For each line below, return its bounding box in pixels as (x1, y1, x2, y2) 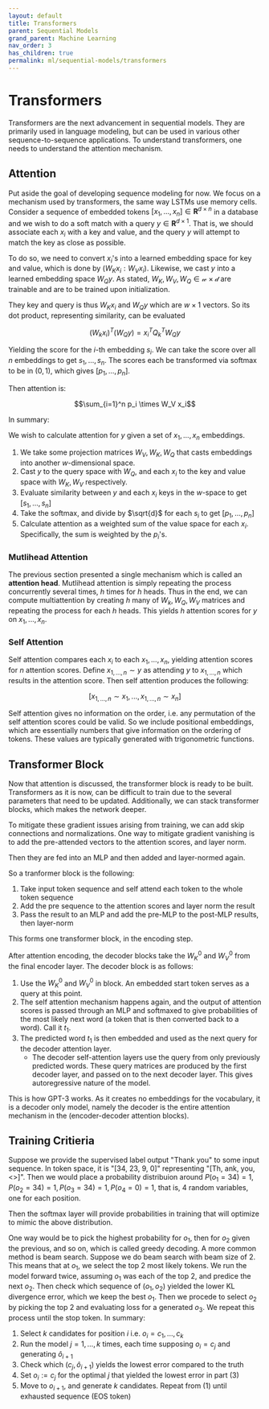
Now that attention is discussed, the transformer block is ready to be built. (8, 779, 254, 789)
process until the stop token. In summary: (8, 1312, 146, 1322)
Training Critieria (8, 1134, 95, 1147)
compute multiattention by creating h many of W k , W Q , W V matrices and (8, 595, 245, 607)
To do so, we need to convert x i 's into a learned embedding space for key (8, 253, 252, 265)
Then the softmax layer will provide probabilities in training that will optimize (8, 1209, 259, 1219)
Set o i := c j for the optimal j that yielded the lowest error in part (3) (19, 1370, 239, 1382)
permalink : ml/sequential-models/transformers (8, 57, 167, 65)
